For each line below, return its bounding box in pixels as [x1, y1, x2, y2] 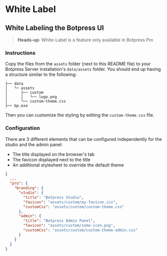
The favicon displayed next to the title [12, 156, 91, 162]
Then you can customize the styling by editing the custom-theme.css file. [5, 112, 154, 118]
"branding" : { [14, 186, 44, 191]
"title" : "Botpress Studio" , [23, 195, 84, 200]
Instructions [5, 49, 36, 56]
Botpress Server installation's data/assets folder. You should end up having [5, 66, 161, 72]
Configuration [5, 125, 40, 132]
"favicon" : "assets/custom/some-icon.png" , [23, 223, 115, 228]
